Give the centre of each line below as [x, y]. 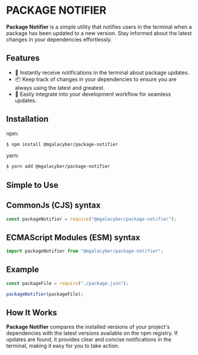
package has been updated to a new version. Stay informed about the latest [99, 33]
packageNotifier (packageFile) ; [45, 294]
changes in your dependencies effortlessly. [59, 39]
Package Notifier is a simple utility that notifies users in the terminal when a [99, 27]
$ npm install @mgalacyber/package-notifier [62, 144]
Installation [27, 119]
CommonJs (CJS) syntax [54, 205]
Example [23, 270]
